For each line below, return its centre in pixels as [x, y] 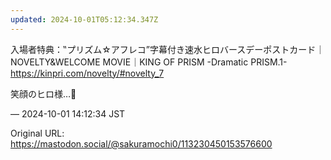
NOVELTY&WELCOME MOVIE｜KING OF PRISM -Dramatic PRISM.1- [149, 62]
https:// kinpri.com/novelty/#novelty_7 [87, 73]
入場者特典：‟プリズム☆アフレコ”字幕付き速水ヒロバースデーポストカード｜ [167, 49]
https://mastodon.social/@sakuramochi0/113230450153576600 [141, 143]
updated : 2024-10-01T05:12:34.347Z [84, 19]
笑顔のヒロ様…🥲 [43, 93]
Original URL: [37, 133]
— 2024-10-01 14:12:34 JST [68, 113]
